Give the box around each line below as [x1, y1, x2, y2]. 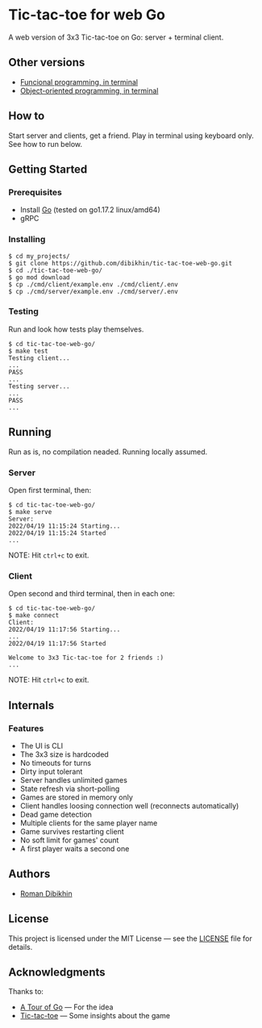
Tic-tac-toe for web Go [8, 6, 165, 24]
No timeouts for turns [19, 758, 91, 767]
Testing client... [8, 353, 70, 362]
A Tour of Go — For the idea [19, 1002, 114, 1012]
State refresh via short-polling [19, 784, 120, 793]
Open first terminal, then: [8, 485, 91, 495]
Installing [8, 234, 46, 245]
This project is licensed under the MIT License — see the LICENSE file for [8, 934, 252, 943]
